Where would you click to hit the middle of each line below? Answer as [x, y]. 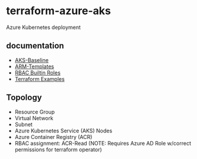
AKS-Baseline [31, 60]
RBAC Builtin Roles [38, 73]
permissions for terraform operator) [58, 150]
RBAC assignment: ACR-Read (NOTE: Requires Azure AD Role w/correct [103, 143]
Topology [24, 98]
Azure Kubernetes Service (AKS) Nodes [63, 131]
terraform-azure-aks [58, 11]
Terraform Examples [40, 79]
